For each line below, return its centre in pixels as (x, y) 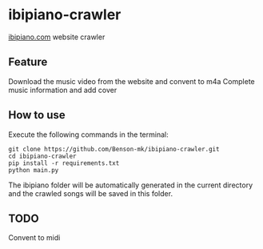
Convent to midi (34, 238)
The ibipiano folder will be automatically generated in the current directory (131, 185)
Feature (28, 62)
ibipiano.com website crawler (57, 37)
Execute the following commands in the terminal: (89, 135)
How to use (37, 115)
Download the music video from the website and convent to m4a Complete (131, 81)
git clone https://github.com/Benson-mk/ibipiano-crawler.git (114, 149)
